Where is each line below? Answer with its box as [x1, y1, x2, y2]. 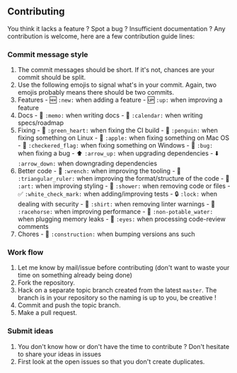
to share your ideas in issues [17, 350, 101, 358]
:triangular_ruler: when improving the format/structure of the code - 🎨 [17, 174, 230, 183]
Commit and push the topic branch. [17, 301, 121, 309]
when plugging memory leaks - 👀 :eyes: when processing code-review [17, 215, 226, 223]
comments [17, 223, 49, 231]
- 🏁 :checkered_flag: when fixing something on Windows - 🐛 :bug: [17, 141, 214, 150]
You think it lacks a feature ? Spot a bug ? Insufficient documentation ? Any [7, 24, 226, 32]
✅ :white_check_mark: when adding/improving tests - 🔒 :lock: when [17, 190, 218, 199]
